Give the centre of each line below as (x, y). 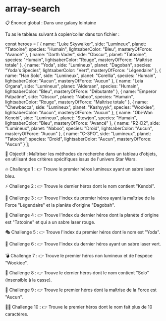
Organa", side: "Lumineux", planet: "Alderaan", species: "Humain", (72, 86)
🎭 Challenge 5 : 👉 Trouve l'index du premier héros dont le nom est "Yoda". (83, 232)
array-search (33, 9)
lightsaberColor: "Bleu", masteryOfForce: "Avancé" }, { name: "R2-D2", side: (83, 123)
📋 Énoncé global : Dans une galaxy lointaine (51, 22)
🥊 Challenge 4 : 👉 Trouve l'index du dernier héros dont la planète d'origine (82, 215)
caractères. (17, 314)
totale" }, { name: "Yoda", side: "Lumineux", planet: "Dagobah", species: (78, 65)
